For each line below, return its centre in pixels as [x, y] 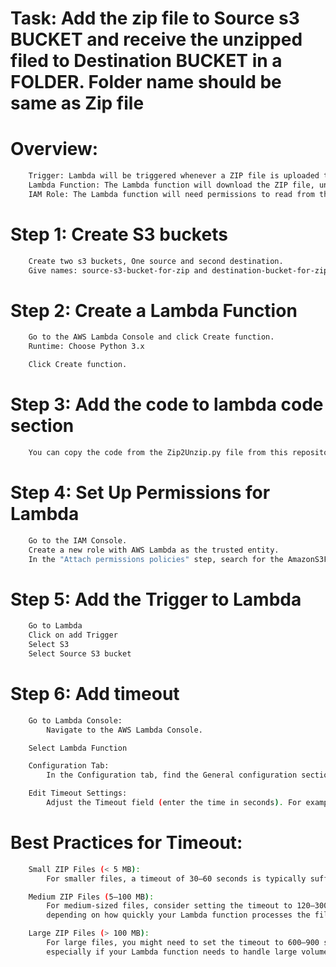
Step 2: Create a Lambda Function [154, 310]
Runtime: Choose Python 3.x [86, 347]
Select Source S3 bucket [80, 653]
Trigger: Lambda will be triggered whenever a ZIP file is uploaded [174, 176]
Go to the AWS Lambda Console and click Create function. [151, 337]
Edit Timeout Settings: [78, 793]
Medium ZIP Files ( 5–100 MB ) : [91, 897]
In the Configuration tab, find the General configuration [172, 775]
